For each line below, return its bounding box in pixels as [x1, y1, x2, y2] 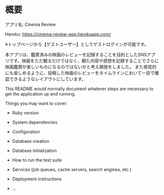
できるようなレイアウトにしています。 [9, 76, 86, 82]
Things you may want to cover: [5, 100, 68, 106]
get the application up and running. [5, 91, 76, 97]
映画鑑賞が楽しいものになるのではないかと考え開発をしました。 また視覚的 [5, 64, 157, 70]
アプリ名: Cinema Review [5, 21, 56, 27]
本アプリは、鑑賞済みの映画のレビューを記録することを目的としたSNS [5, 52, 147, 58]
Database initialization [12, 147, 57, 154]
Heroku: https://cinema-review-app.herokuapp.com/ [5, 31, 111, 37]
